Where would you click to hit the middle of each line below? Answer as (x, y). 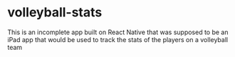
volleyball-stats (55, 12)
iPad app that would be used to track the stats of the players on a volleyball (118, 39)
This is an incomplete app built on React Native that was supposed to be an (118, 32)
